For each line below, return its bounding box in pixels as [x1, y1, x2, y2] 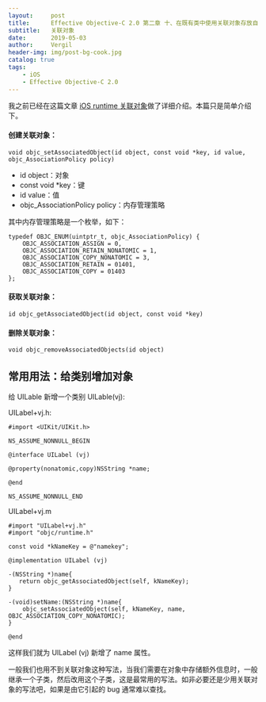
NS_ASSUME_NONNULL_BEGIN [8, 437, 90, 445]
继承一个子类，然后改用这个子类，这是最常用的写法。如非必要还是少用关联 [8, 674, 251, 684]
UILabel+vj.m [8, 506, 51, 516]
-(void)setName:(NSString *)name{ [8, 598, 123, 606]
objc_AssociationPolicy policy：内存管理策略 [19, 200, 165, 209]
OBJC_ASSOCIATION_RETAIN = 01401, [22, 260, 136, 268]
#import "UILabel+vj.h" [8, 521, 87, 530]
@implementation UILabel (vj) [8, 556, 108, 564]
